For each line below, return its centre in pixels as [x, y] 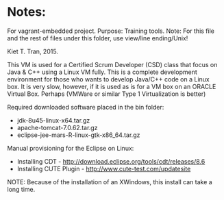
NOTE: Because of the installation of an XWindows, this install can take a [110, 182]
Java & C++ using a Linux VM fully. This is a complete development [102, 72]
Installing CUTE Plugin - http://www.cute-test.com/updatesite [104, 168]
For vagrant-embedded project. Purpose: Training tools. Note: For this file [111, 31]
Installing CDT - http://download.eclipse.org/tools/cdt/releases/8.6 [111, 161]
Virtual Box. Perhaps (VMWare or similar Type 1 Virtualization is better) [107, 94]
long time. [21, 189]
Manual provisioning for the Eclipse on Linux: [71, 148]
